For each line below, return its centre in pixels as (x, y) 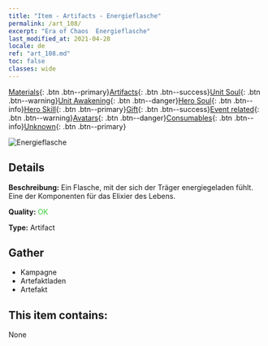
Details (26, 168)
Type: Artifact (32, 227)
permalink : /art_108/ (45, 24)
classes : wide (32, 69)
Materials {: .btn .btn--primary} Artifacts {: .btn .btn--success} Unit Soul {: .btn (135, 92)
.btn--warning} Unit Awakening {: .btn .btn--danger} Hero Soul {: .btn (120, 100)
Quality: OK (28, 211)
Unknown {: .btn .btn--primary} (75, 126)
